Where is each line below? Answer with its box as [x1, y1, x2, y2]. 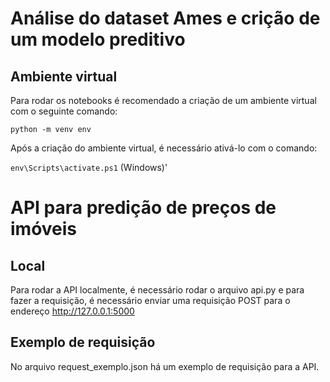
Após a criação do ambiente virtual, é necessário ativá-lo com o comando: [10, 142, 318, 154]
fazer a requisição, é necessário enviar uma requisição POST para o [10, 295, 291, 306]
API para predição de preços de [10, 197, 277, 219]
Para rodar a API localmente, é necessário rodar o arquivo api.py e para [10, 284, 305, 296]
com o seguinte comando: [10, 105, 118, 117]
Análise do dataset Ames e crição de [10, 7, 321, 30]
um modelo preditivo [10, 28, 186, 51]
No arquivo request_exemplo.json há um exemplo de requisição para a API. [10, 360, 320, 372]
